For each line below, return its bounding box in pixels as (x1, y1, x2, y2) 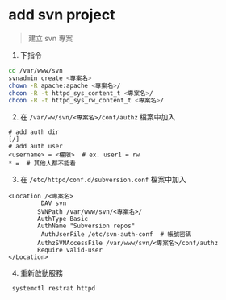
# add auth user (8, 143, 63, 151)
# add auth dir (8, 128, 60, 136)
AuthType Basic (37, 215, 89, 223)
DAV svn (40, 199, 67, 207)
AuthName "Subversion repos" (37, 222, 136, 231)
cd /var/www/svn (8, 66, 63, 74)
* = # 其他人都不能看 (8, 160, 77, 168)
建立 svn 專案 (27, 33, 73, 43)
